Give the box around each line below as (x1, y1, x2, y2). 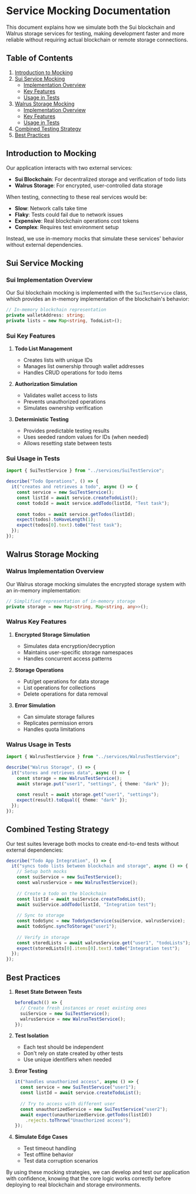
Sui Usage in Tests (6, 455, 60, 463)
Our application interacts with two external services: (6, 164, 132, 171)
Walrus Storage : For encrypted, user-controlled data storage (14, 181, 163, 189)
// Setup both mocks (16, 869, 67, 875)
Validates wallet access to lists (23, 392, 98, 399)
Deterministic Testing (14, 416, 69, 423)
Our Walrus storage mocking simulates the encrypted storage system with (6, 580, 187, 587)
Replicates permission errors (23, 719, 94, 726)
